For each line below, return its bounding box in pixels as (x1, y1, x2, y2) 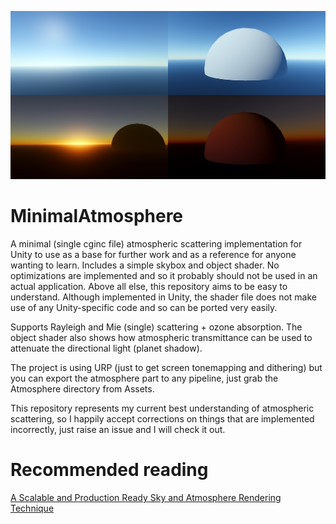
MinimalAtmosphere (10, 205, 184, 228)
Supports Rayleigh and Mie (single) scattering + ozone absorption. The (10, 321, 303, 333)
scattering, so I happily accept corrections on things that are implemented (10, 413, 315, 425)
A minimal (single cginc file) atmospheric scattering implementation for (10, 238, 303, 250)
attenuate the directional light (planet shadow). (10, 342, 203, 355)
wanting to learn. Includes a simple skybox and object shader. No (10, 259, 280, 271)
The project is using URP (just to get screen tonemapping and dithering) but (10, 362, 323, 374)
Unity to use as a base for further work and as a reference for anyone (10, 249, 297, 261)
